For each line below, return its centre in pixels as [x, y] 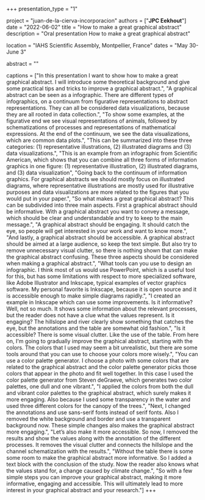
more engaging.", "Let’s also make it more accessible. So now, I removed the [102, 432]
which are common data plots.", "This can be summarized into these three [99, 140]
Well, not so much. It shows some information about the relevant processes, [102, 309]
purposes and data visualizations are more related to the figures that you [98, 192]
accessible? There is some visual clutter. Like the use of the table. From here [103, 334]
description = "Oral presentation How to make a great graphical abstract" [98, 34]
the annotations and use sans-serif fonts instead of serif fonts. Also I [92, 412]
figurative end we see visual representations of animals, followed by [92, 121]
